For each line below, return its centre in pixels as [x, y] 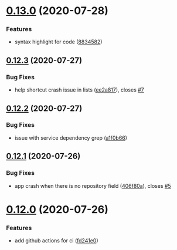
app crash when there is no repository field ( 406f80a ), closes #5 [93, 185]
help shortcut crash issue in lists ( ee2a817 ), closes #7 [79, 90]
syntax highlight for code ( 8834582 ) [58, 42]
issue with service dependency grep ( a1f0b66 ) [71, 138]
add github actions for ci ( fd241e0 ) [56, 241]
